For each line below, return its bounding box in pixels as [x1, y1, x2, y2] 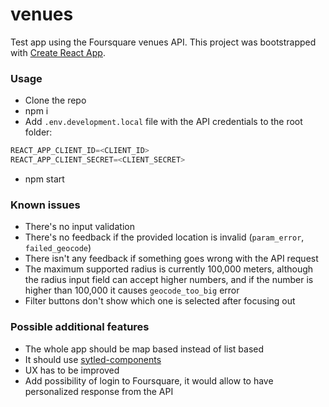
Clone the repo [24, 94, 87, 107]
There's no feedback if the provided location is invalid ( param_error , [24, 231, 305, 243]
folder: [24, 126, 53, 138]
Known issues [10, 198, 81, 212]
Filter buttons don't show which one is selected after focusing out [24, 295, 296, 307]
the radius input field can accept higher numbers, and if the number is [24, 274, 314, 286]
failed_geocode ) [24, 242, 92, 254]
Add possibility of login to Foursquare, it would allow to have [24, 374, 274, 387]
